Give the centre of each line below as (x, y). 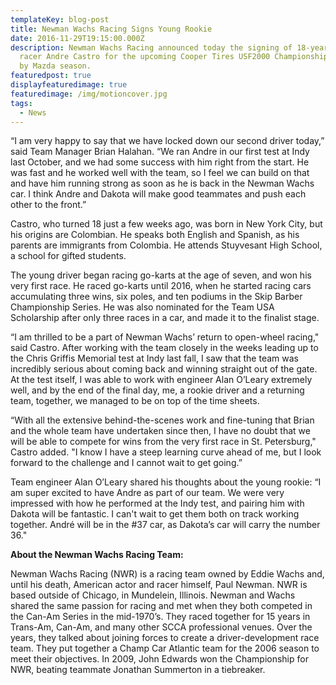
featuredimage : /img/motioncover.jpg (89, 94)
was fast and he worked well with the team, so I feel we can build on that (160, 173)
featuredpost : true (51, 76)
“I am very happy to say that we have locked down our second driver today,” (167, 141)
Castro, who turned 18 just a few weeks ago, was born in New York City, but (166, 224)
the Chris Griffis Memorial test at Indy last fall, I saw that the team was (154, 358)
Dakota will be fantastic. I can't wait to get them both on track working (155, 514)
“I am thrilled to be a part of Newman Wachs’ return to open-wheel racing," (165, 337)
